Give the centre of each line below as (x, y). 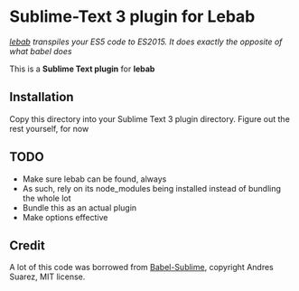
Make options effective (65, 217)
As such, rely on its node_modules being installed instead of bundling (152, 188)
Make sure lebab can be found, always (94, 179)
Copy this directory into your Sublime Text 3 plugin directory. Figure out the (150, 118)
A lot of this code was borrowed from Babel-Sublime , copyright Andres (141, 268)
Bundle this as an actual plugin (79, 207)
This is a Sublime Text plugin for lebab (82, 69)
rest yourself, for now (49, 128)
